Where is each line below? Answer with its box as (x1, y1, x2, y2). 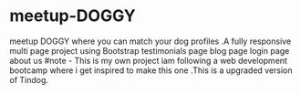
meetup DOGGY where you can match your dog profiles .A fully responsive (9, 36, 292, 47)
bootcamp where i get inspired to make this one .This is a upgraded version (9, 65, 294, 76)
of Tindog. (9, 74, 48, 85)
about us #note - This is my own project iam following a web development (9, 55, 287, 66)
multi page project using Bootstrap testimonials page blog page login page (9, 45, 290, 56)
